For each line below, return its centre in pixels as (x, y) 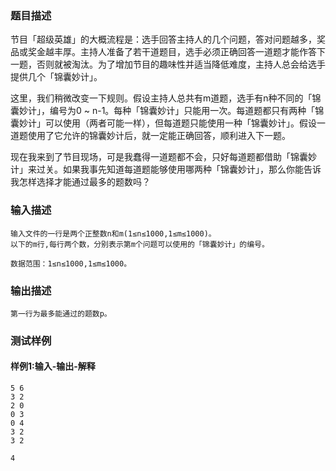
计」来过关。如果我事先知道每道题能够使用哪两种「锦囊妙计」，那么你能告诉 (166, 169)
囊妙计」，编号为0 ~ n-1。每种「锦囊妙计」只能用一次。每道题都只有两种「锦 (167, 111)
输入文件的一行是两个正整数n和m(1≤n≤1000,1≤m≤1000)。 (113, 233)
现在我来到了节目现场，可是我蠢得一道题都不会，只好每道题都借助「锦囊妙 (163, 157)
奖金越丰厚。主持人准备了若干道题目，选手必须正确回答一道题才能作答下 (176, 52)
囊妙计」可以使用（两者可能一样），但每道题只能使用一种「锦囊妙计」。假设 (163, 123)
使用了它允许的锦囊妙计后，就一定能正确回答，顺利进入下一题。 (159, 136)
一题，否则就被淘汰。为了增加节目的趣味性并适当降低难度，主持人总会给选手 (168, 64)
